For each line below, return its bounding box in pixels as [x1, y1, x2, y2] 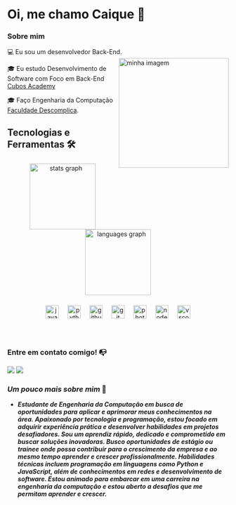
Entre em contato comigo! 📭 [7, 347, 107, 357]
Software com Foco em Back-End [7, 74, 105, 83]
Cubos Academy [7, 82, 56, 91]
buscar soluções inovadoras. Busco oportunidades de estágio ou [17, 438, 213, 446]
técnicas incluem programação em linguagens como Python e [17, 460, 204, 468]
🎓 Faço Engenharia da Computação [7, 96, 114, 105]
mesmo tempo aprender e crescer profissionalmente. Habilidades [17, 452, 215, 461]
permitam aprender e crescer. [17, 490, 107, 498]
